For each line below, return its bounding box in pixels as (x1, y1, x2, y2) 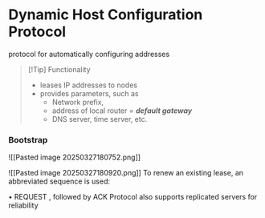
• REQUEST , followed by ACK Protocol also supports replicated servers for (8, 192, 258, 202)
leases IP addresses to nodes (39, 80, 138, 90)
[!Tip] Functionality (27, 64, 91, 74)
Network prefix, (51, 97, 104, 107)
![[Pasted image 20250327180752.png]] (8, 152, 141, 162)
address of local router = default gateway (51, 106, 193, 115)
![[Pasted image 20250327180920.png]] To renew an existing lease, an (8, 168, 243, 178)
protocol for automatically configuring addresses (8, 49, 170, 59)
